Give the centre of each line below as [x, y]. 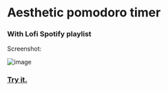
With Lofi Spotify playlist [49, 34]
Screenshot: [24, 49]
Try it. [17, 80]
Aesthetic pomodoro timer [84, 13]
